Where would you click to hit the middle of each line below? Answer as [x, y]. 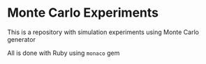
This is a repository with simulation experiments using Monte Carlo [103, 32]
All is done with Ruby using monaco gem [64, 53]
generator [22, 39]
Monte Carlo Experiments [83, 13]
